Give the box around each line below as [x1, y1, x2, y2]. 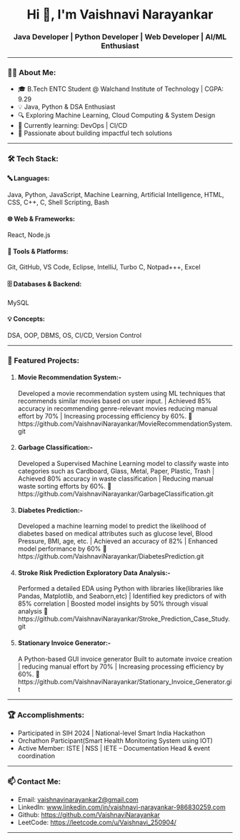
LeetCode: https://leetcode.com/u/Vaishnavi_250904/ [17, 818, 177, 827]
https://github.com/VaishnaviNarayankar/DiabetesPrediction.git [17, 552, 204, 561]
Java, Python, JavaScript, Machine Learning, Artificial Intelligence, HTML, [7, 190, 224, 199]
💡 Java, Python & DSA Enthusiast [17, 102, 116, 111]
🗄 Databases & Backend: [7, 279, 82, 288]
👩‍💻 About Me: [7, 68, 56, 78]
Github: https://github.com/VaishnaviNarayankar [17, 811, 161, 819]
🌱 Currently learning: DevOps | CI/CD [17, 121, 128, 129]
